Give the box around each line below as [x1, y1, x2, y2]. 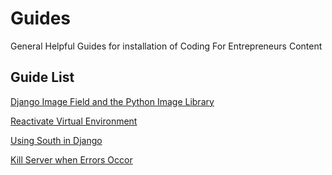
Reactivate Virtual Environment [10, 115, 138, 127]
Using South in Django [10, 134, 103, 146]
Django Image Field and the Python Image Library [10, 95, 215, 107]
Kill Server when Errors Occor [10, 153, 133, 166]
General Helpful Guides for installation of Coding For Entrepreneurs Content [10, 40, 323, 52]
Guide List [10, 69, 75, 86]
